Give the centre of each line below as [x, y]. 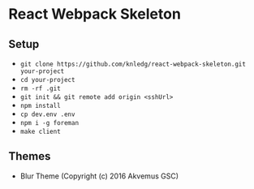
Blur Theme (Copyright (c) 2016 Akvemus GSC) [99, 176]
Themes [30, 156]
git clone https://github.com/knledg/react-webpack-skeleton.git [133, 64]
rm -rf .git [40, 88]
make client [40, 131]
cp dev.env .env [47, 114]
